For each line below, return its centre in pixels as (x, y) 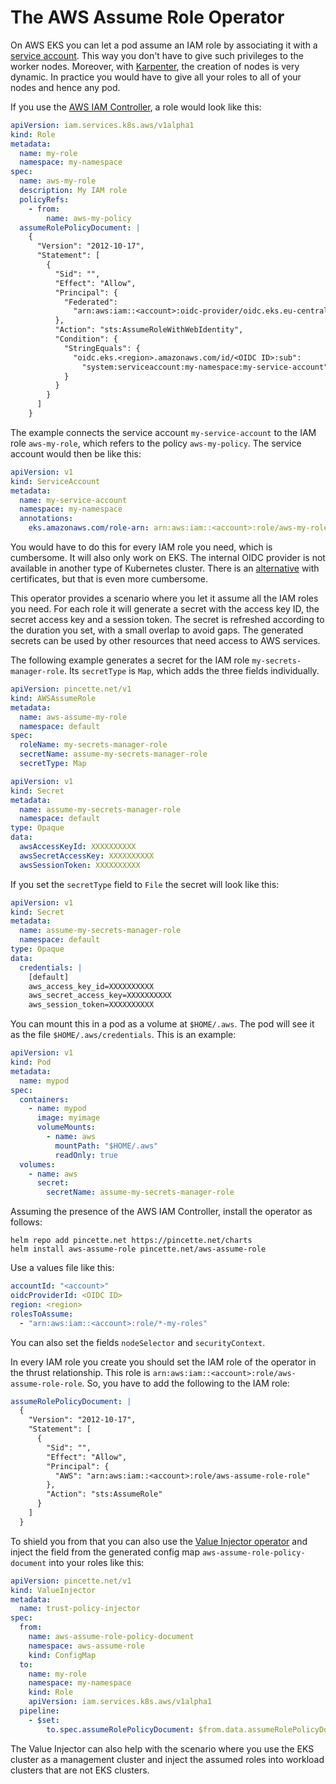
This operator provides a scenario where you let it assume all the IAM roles (164, 598)
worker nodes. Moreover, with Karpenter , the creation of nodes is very (155, 66)
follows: (26, 1222)
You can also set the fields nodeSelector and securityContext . (138, 1342)
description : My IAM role (73, 191)
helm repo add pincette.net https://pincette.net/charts (131, 1241)
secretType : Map (53, 764)
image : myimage (68, 1118)
